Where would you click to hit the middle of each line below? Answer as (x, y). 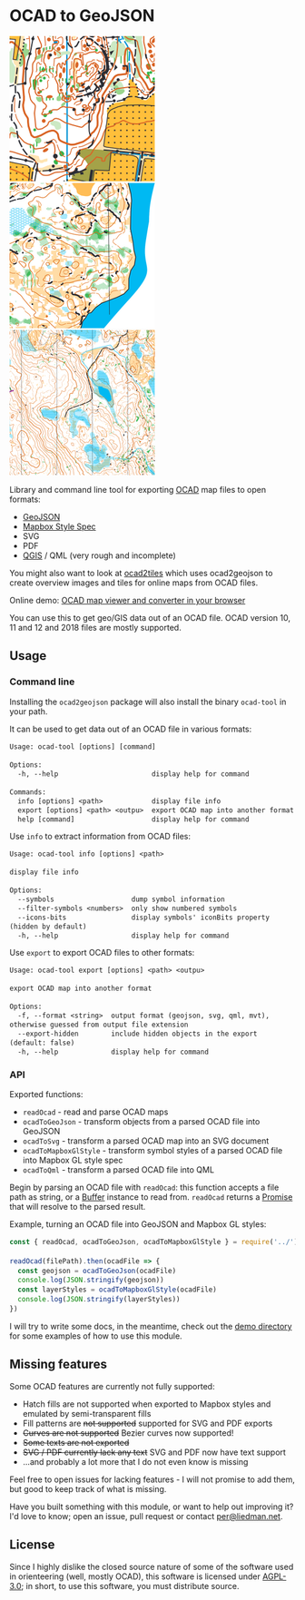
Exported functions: (46, 1094)
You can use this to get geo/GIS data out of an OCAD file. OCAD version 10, (150, 617)
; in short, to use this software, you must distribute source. (130, 1585)
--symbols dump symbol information (121, 899)
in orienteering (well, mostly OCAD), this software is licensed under (135, 1576)
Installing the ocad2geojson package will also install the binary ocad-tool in (148, 702)
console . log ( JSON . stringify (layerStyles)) (99, 1300)
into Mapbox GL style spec (73, 1160)
